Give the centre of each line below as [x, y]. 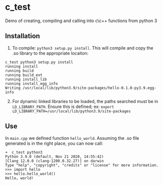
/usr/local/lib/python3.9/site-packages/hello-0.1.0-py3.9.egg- [90, 88]
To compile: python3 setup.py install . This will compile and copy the [82, 48]
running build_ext [24, 75]
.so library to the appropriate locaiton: [50, 53]
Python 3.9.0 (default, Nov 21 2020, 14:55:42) [55, 157]
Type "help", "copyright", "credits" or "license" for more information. [82, 165]
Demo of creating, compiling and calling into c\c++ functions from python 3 [81, 21]
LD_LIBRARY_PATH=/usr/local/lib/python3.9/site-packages [71, 111]
